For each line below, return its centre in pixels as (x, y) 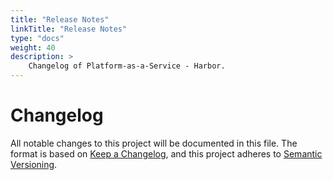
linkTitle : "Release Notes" (69, 29)
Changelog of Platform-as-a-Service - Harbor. (127, 66)
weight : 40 (33, 47)
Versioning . (34, 164)
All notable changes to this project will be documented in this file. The (154, 143)
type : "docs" (37, 38)
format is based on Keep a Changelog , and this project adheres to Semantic (166, 153)
